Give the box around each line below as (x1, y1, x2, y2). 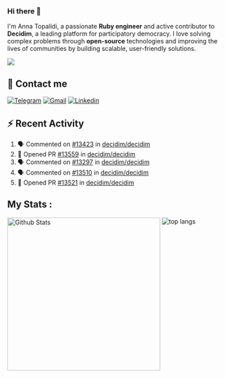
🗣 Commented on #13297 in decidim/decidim (17, 157, 150, 166)
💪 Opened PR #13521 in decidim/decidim (17, 178, 135, 187)
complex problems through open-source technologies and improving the (7, 37, 218, 45)
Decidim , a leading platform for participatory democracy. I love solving (7, 29, 211, 38)
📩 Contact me (7, 78, 68, 89)
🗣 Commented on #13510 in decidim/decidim (17, 168, 149, 177)
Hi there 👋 (7, 6, 42, 16)
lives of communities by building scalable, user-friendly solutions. (7, 45, 196, 53)
